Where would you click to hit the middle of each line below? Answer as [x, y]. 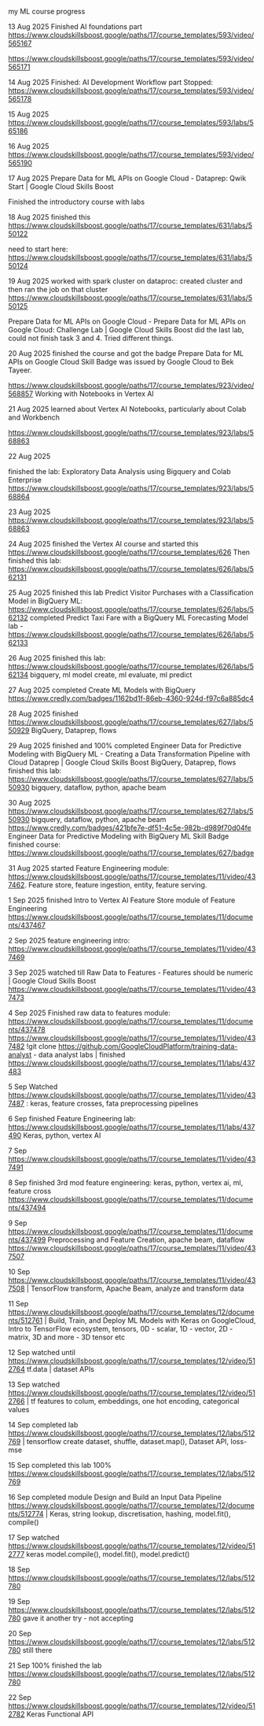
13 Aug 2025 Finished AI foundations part [75, 26]
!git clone [42, 1046]
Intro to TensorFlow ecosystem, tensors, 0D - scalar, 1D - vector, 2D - [121, 1329]
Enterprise [25, 480]
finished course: [35, 844]
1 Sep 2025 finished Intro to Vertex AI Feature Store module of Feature [122, 900]
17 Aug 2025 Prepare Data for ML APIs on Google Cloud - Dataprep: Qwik [127, 178]
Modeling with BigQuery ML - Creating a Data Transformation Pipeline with [129, 754]
